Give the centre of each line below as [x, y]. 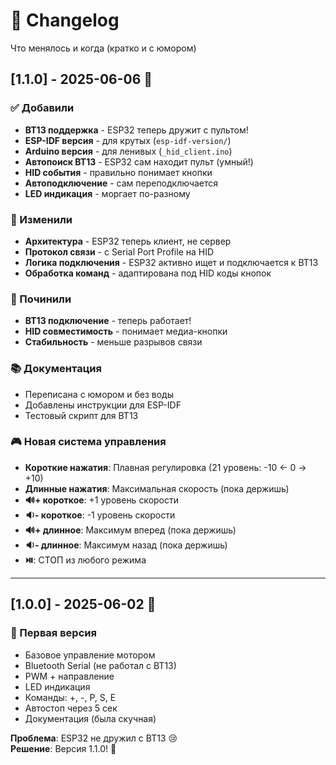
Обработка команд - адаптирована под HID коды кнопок [148, 273]
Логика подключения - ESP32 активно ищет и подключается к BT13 [171, 262]
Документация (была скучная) [90, 718]
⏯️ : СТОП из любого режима [85, 560]
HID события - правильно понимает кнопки [118, 172]
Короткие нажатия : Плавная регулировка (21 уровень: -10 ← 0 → [165, 467]
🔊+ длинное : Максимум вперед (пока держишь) [130, 530]
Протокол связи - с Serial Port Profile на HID [119, 251]
